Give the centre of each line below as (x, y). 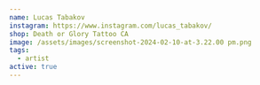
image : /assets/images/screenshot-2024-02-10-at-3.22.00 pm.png (130, 42)
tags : (19, 50)
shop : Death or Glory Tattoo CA (69, 34)
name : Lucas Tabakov (47, 17)
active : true (33, 67)
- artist (33, 58)
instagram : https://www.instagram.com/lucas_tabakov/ (111, 26)
